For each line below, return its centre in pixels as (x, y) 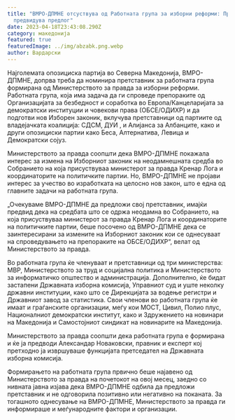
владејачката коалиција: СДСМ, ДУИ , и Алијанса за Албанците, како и (114, 125)
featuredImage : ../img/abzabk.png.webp (65, 46)
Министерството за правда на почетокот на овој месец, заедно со (107, 379)
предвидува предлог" (43, 20)
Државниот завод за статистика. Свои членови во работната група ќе (113, 299)
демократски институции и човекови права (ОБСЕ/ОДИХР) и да (104, 110)
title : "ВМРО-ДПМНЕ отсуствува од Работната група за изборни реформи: (114, 14)
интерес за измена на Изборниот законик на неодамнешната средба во (115, 161)
